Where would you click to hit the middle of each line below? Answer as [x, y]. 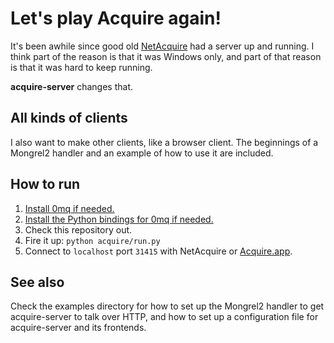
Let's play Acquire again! [116, 18]
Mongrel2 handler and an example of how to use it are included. [142, 153]
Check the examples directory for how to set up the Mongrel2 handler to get [167, 306]
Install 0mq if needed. [69, 208]
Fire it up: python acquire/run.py [92, 240]
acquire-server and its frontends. [78, 328]
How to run [45, 184]
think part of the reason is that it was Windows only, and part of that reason [166, 56]
